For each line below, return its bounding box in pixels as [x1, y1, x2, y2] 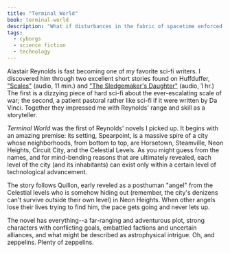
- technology [13, 49, 51, 56]
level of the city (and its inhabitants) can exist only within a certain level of [7, 160, 216, 169]
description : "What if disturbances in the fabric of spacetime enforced [7, 23, 223, 29]
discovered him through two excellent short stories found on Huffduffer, [7, 74, 210, 82]
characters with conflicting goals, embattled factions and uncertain [7, 224, 197, 232]
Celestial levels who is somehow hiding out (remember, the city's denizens [7, 188, 218, 196]
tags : [7, 29, 23, 36]
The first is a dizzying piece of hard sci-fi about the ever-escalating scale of [7, 88, 222, 97]
